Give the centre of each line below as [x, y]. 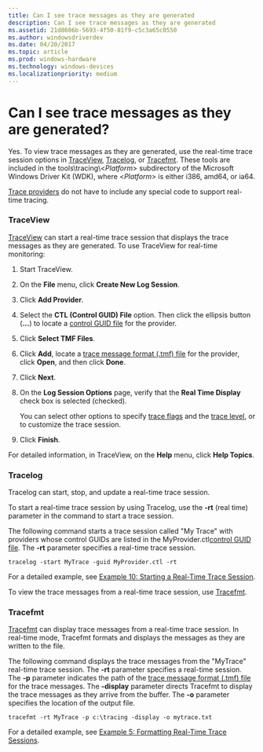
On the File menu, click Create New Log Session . [100, 284]
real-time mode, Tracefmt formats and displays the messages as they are [127, 638]
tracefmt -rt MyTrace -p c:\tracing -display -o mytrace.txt [110, 717]
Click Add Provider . [51, 299]
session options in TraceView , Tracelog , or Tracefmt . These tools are [119, 160]
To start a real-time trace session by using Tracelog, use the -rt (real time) [128, 508]
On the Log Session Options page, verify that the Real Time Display [130, 392]
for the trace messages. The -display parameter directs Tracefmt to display [130, 686]
